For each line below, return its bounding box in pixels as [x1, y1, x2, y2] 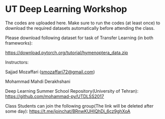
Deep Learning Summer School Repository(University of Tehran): [5, 88, 139, 94]
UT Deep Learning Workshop [5, 3, 127, 15]
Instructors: [5, 59, 29, 65]
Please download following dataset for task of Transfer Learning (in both [5, 35, 154, 41]
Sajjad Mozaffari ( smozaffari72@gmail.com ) [5, 68, 95, 75]
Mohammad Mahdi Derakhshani [5, 78, 71, 84]
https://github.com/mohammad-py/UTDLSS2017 [5, 93, 104, 99]
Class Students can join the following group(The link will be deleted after [5, 103, 154, 109]
